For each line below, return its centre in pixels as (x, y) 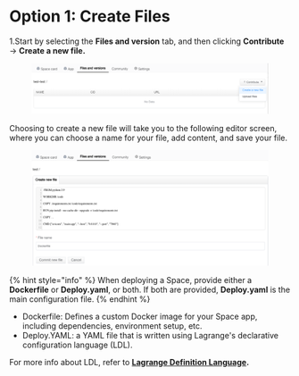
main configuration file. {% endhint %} (80, 299)
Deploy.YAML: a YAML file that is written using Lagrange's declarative (150, 335)
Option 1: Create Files (90, 17)
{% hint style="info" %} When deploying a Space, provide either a (131, 280)
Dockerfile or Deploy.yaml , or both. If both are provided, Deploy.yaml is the (150, 289)
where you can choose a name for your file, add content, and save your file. (149, 138)
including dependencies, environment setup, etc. (112, 326)
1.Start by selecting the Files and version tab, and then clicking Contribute (147, 41)
